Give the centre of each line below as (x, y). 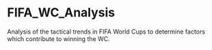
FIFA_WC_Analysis (61, 13)
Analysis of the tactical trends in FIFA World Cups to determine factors (106, 32)
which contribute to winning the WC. (59, 38)
